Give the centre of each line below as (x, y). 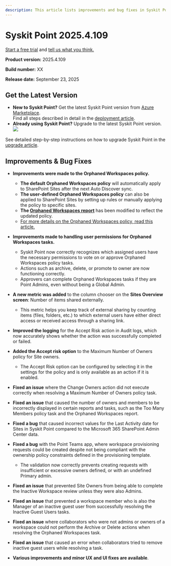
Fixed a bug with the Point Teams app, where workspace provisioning (86, 444)
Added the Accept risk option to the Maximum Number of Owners (82, 351)
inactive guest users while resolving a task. (58, 548)
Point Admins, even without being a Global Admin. (73, 285)
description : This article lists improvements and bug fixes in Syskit (83, 10)
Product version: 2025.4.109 (36, 59)
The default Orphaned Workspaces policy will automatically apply (91, 183)
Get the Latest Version (41, 95)
